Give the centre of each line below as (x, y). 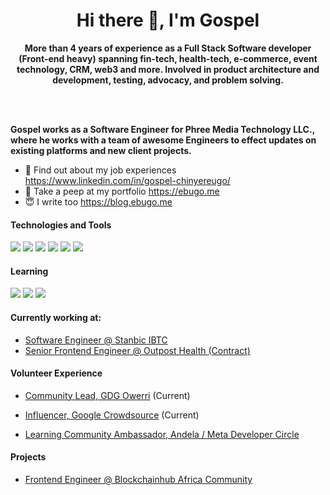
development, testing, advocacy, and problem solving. (168, 80)
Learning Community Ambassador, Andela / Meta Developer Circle (162, 434)
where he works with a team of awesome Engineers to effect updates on (163, 140)
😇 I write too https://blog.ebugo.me (98, 201)
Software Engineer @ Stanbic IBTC (96, 340)
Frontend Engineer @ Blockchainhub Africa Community (138, 479)
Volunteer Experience (56, 373)
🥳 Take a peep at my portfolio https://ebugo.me (122, 191)
